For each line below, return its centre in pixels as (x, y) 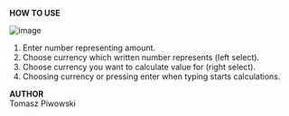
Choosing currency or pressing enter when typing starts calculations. (151, 76)
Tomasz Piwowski (43, 103)
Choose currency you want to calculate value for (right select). (139, 67)
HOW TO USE (35, 13)
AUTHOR (27, 94)
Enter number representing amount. (89, 48)
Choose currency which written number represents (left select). (141, 57)
